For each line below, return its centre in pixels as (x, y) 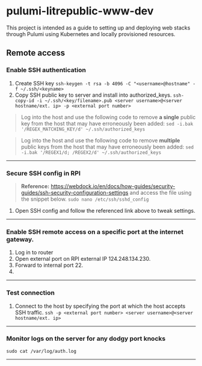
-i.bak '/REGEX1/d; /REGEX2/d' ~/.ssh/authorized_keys (91, 152)
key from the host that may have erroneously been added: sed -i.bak (107, 123)
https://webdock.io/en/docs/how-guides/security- (113, 186)
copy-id (24, 100)
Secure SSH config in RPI (44, 173)
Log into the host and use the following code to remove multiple (100, 140)
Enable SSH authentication (46, 70)
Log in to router (34, 252)
